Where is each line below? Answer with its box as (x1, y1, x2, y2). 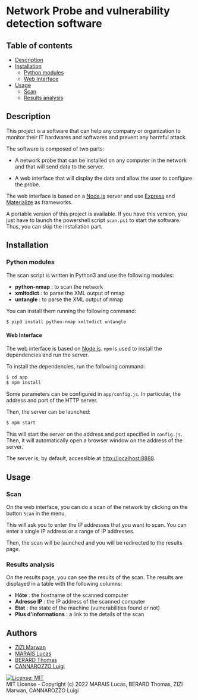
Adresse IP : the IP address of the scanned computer (14, 598, 146, 605)
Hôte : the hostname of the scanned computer (14, 592, 129, 599)
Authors (6, 628, 37, 638)
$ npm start (6, 420, 36, 426)
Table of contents (6, 40, 73, 51)
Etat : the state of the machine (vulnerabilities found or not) (14, 604, 161, 611)
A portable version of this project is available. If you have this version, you (6, 210, 187, 217)
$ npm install (6, 380, 42, 386)
